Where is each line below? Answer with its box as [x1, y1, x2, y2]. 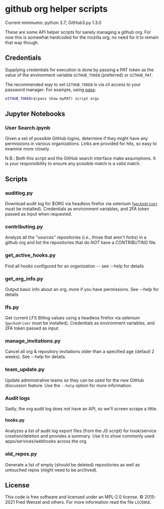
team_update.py [5, 366, 45, 373]
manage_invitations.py [5, 338, 61, 344]
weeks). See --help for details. [5, 354, 66, 360]
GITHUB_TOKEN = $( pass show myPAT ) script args [5, 96, 99, 101]
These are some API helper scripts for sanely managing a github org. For [5, 29, 151, 35]
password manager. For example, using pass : [5, 87, 97, 93]
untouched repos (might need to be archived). [5, 467, 98, 473]
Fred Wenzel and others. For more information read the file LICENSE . [16, 499, 152, 505]
